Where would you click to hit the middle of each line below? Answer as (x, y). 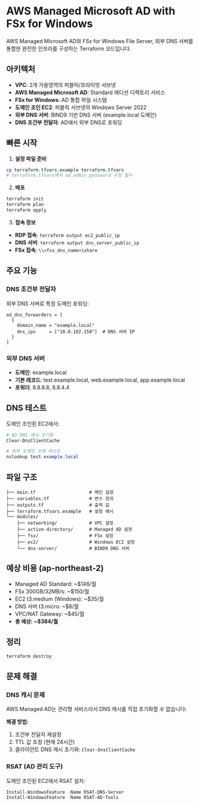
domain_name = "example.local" (56, 325)
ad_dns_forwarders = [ (34, 315)
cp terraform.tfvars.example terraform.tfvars (65, 170)
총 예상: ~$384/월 (36, 621)
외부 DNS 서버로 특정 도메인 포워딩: (48, 303)
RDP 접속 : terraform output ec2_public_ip (67, 235)
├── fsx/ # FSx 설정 (65, 536)
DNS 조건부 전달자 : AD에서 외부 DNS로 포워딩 (68, 122)
